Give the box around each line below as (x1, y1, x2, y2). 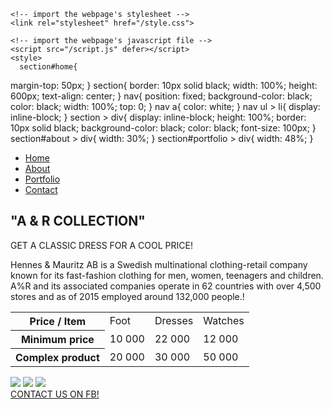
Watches (203, 314, 245, 328)
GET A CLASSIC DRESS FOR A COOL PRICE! (10, 239, 193, 251)
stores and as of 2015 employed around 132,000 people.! (10, 290, 245, 302)
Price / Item (29, 314, 87, 328)
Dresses (154, 314, 194, 328)
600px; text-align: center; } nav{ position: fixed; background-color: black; (10, 90, 313, 102)
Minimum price (20, 332, 95, 346)
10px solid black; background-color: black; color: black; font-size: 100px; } (10, 122, 317, 134)
